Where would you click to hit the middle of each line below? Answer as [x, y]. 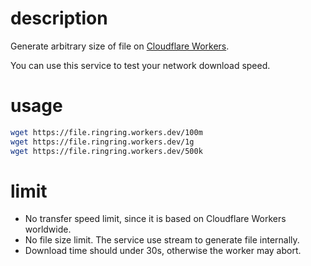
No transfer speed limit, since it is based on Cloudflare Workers [155, 219]
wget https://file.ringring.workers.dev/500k [106, 151]
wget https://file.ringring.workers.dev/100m [106, 132]
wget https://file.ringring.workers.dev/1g [102, 142]
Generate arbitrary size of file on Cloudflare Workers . [120, 46]
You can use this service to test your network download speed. [140, 65]
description [59, 18]
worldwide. [48, 229]
